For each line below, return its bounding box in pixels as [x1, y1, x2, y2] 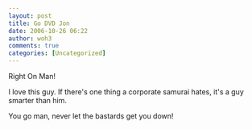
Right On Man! [8, 72, 56, 81]
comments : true [8, 42, 60, 50]
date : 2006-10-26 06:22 [8, 27, 89, 35]
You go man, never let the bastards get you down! [8, 111, 174, 121]
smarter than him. [8, 96, 67, 105]
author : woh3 [8, 34, 52, 43]
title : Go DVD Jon [8, 19, 70, 27]
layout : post [8, 11, 52, 20]
